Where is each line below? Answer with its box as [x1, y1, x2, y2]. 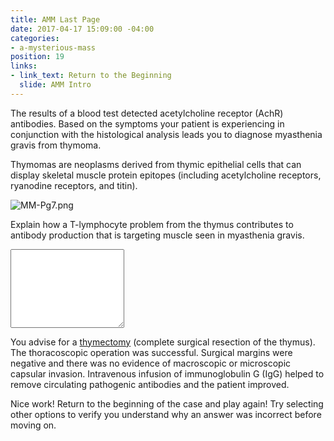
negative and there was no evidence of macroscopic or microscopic [10, 357, 292, 369]
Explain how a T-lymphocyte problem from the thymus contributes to [10, 218, 294, 230]
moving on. [10, 419, 57, 431]
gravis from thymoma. [10, 139, 102, 151]
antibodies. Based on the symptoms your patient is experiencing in [10, 117, 285, 130]
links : [10, 61, 38, 71]
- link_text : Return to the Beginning [10, 71, 172, 81]
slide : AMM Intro [19, 80, 92, 90]
